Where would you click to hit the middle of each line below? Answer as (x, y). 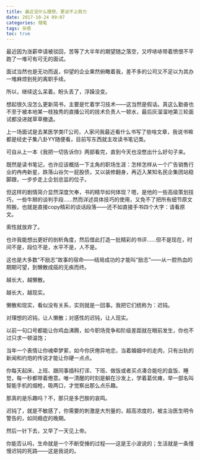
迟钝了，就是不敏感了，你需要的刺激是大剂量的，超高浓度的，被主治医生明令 (100, 411)
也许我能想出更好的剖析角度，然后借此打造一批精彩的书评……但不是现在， (97, 240)
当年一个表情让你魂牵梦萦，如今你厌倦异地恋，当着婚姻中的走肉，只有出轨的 (100, 351)
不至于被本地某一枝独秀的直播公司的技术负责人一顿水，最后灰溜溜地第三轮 (97, 112)
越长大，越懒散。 (27, 280)
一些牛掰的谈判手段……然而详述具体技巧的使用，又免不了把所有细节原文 (104, 199)
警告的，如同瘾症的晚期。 (37, 418)
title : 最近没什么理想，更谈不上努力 (47, 12)
